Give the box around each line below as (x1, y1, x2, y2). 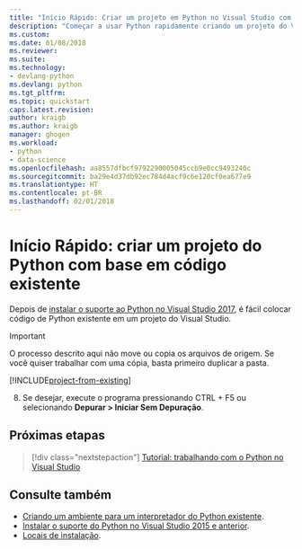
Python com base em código (9, 255, 227, 275)
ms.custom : (9, 30, 50, 39)
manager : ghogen (9, 130, 70, 139)
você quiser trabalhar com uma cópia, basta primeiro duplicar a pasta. (9, 357, 270, 368)
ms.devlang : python (9, 80, 83, 89)
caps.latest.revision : (9, 105, 94, 114)
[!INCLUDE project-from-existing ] (9, 375, 132, 385)
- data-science (9, 155, 67, 164)
